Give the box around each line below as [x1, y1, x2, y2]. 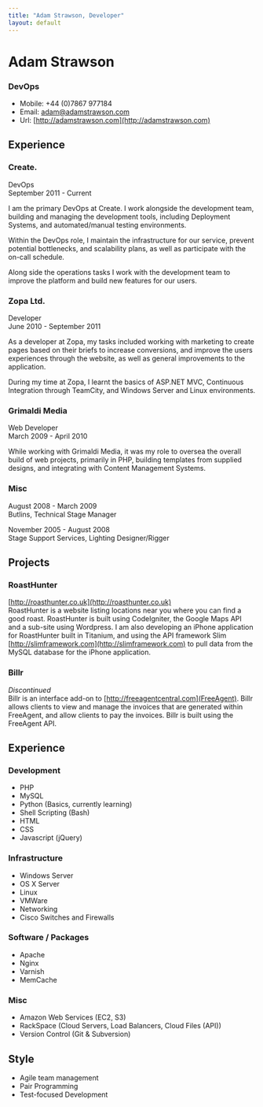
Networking [19, 904, 58, 913]
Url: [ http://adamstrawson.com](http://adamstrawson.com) [19, 115, 210, 124]
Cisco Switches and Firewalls [19, 913, 115, 922]
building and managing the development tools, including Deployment [8, 212, 231, 221]
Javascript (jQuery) [19, 833, 82, 842]
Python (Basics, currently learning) [19, 800, 133, 809]
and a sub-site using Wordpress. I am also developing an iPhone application [8, 623, 254, 632]
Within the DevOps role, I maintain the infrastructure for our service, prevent [8, 235, 254, 245]
